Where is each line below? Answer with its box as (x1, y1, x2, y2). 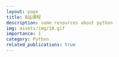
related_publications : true (6, 42, 76, 48)
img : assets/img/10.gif (6, 25, 65, 31)
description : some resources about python (6, 20, 113, 26)
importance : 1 (6, 31, 42, 37)
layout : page (6, 8, 39, 15)
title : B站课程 (6, 14, 41, 20)
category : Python (6, 36, 49, 42)
